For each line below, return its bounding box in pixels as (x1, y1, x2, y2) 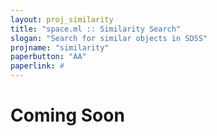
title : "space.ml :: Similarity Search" (10, 24, 182, 34)
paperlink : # (10, 61, 65, 71)
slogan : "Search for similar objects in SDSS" (10, 33, 208, 43)
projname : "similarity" (10, 42, 110, 53)
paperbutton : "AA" (10, 52, 87, 62)
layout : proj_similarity (10, 14, 114, 25)
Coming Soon (10, 104, 125, 127)
